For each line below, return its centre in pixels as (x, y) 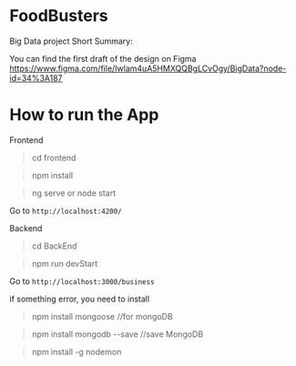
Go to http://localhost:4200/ (66, 210)
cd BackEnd (54, 246)
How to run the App (84, 115)
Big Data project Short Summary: (71, 41)
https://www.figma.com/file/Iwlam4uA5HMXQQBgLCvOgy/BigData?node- (148, 68)
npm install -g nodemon (77, 351)
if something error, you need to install (80, 299)
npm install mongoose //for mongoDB (102, 316)
